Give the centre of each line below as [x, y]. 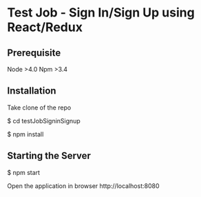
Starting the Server [49, 156]
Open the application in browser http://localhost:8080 [83, 186]
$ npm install [25, 134]
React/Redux [45, 27]
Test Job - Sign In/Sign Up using [101, 13]
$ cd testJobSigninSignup [44, 121]
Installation [32, 91]
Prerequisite [34, 53]
